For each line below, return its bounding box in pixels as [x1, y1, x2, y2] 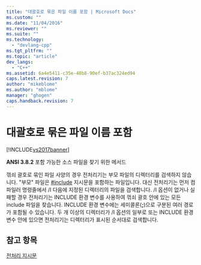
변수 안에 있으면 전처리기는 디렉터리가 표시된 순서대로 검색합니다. [6, 216, 159, 223]
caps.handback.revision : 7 [6, 98, 74, 104]
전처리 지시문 [6, 252, 37, 260]
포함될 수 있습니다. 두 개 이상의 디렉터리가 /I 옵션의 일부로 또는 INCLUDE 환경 [12, 208, 194, 216]
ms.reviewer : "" [6, 25, 47, 32]
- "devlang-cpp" [11, 43, 52, 49]
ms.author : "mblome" [6, 87, 58, 93]
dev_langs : [6, 59, 34, 65]
